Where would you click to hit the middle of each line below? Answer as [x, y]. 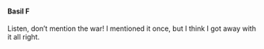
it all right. [24, 37]
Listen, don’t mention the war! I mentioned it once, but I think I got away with [132, 28]
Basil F [19, 11]
